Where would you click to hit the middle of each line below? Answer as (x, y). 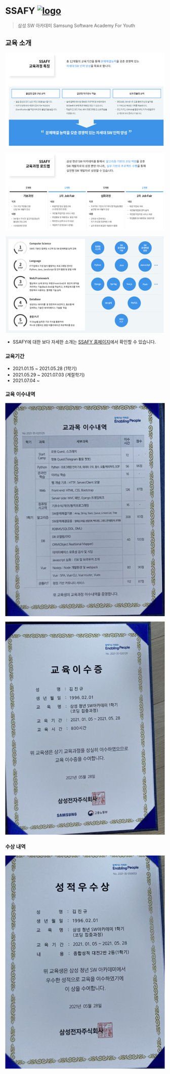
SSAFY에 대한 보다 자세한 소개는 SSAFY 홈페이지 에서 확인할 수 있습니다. (84, 342)
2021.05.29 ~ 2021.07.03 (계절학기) (49, 374)
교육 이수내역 (20, 394)
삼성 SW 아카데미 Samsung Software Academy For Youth (76, 25)
